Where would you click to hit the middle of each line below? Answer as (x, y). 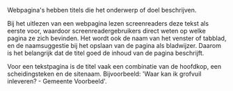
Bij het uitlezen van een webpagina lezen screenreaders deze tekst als (108, 23)
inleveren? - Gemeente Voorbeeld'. (57, 81)
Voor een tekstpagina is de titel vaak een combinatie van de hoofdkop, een (114, 66)
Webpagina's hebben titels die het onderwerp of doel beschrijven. (102, 10)
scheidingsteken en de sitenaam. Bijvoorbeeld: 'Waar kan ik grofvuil (104, 74)
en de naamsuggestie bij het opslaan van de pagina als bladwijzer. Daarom (114, 45)
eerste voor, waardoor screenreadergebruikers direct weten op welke (107, 31)
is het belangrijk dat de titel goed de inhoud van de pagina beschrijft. (106, 53)
